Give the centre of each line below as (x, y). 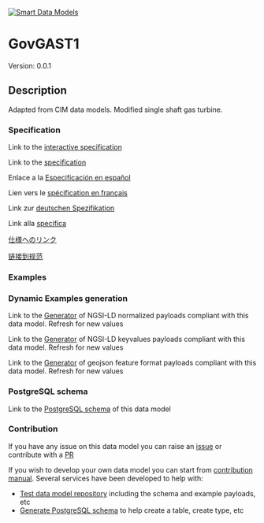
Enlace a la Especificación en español (70, 178)
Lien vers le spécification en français (68, 193)
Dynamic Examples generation (68, 298)
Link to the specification (47, 162)
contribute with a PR (41, 454)
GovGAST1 (44, 44)
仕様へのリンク (32, 239)
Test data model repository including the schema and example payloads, (138, 493)
